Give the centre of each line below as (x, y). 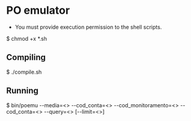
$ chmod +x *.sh (27, 38)
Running (23, 91)
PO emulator (38, 10)
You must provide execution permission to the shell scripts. (88, 27)
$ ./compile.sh (24, 72)
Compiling (26, 58)
